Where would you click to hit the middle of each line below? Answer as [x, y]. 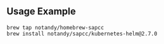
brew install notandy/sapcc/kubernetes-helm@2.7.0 [82, 34]
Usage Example [41, 12]
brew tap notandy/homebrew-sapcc [55, 27]
